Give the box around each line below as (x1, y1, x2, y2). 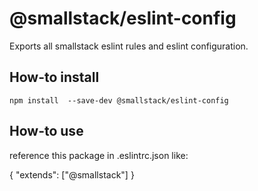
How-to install (9, 69, 100, 86)
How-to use (9, 123, 84, 140)
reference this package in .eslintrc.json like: (9, 149, 189, 161)
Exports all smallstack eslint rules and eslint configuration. (9, 40, 249, 52)
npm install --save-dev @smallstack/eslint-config (9, 95, 229, 106)
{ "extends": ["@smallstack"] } (9, 168, 135, 181)
